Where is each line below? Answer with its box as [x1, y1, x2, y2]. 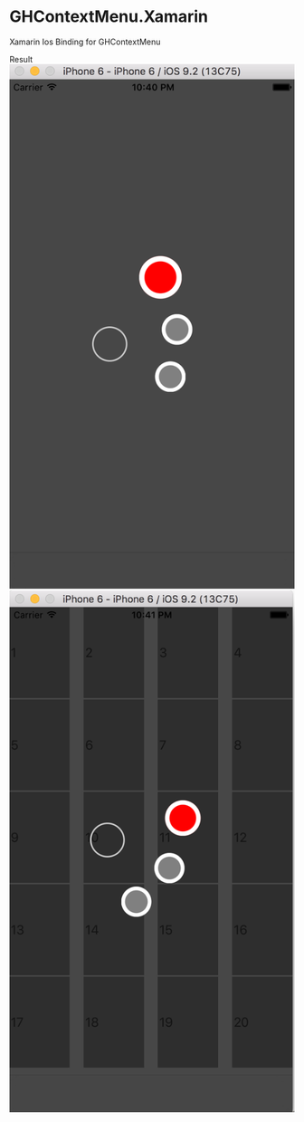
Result [9, 53, 33, 64]
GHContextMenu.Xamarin [9, 6, 208, 27]
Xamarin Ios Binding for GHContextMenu [9, 36, 161, 47]
